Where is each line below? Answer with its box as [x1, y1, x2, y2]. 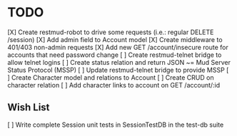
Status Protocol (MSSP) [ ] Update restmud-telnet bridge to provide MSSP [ [7, 66, 229, 74]
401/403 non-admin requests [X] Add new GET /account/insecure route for [7, 43, 228, 51]
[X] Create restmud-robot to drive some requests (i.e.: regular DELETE [7, 28, 214, 36]
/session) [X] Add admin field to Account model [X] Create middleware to [7, 35, 223, 43]
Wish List [7, 101, 50, 114]
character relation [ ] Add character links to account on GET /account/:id [7, 80, 221, 89]
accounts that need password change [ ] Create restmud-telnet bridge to [7, 51, 222, 59]
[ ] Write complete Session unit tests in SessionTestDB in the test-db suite [7, 120, 224, 129]
